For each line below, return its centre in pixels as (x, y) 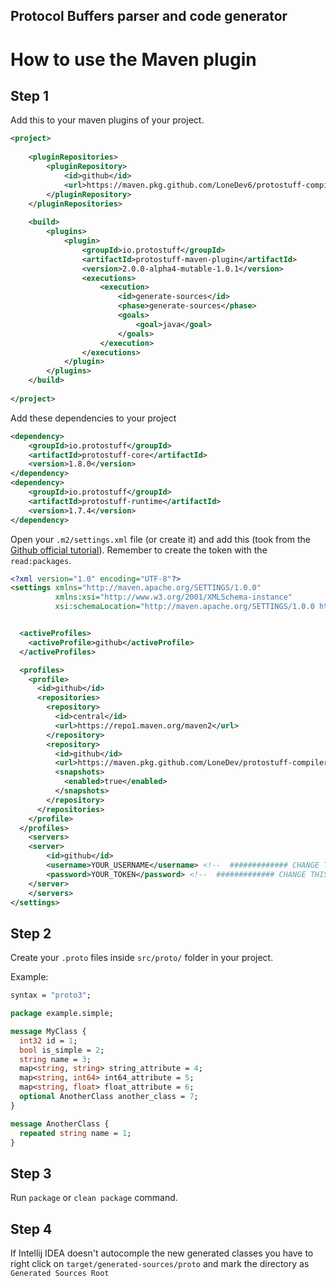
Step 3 (31, 1173)
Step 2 (31, 933)
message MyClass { (48, 1031)
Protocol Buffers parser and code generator (149, 16)
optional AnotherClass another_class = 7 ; (109, 1097)
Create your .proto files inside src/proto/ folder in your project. (142, 958)
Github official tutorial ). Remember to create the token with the (139, 550)
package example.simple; (62, 1014)
